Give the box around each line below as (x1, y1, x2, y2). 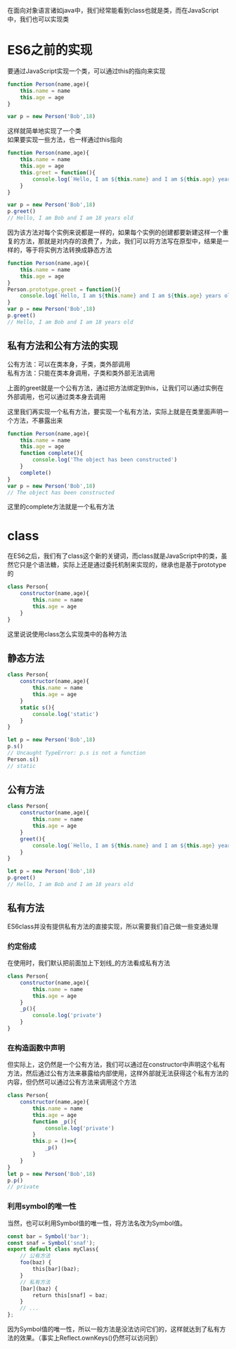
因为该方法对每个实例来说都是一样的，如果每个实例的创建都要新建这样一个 (7, 228, 223, 237)
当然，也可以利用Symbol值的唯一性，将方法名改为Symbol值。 (7, 1219, 186, 1227)
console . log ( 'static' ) (32, 710, 99, 717)
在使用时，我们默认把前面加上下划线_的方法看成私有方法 (7, 959, 171, 967)
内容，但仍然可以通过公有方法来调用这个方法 (7, 1078, 137, 1087)
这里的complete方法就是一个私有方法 (7, 502, 114, 511)
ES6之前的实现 (7, 42, 93, 58)
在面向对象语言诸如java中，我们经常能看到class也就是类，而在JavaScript (7, 6, 219, 14)
